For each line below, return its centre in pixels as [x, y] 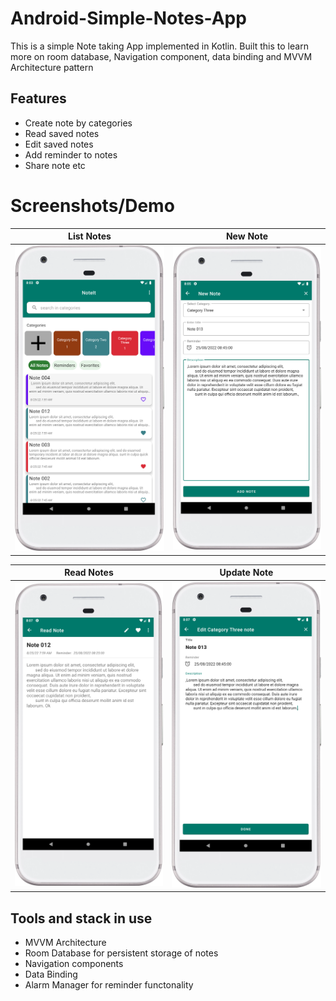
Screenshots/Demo [92, 205]
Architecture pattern [52, 67]
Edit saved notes [59, 144]
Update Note [246, 573]
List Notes [90, 236]
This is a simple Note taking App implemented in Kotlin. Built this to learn [159, 46]
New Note [246, 236]
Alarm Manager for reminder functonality [109, 985]
